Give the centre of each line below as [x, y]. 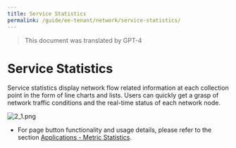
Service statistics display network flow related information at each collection [118, 88]
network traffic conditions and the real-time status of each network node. [114, 103]
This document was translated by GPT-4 [83, 40]
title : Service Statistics [47, 14]
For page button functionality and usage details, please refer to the [114, 130]
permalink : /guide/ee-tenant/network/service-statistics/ [94, 20]
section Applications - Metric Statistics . [75, 137]
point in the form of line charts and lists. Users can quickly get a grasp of [113, 95]
